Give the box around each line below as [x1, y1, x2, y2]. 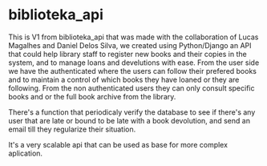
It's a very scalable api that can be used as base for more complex [8, 140, 229, 149]
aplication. [8, 148, 42, 158]
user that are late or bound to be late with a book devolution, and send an [8, 115, 251, 125]
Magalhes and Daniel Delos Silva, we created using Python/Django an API [8, 40, 252, 50]
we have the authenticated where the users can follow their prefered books [8, 66, 257, 75]
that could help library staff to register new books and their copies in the [8, 49, 247, 59]
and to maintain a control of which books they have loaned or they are [8, 75, 240, 84]
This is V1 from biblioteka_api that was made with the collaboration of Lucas [8, 32, 259, 42]
